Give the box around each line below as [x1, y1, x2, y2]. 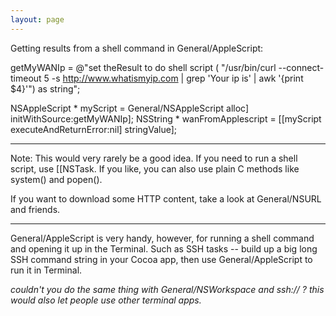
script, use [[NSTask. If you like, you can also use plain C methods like [10, 162, 300, 175]
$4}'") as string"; [10, 82, 81, 95]
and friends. [10, 203, 61, 215]
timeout [10, 72, 42, 84]
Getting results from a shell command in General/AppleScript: [10, 42, 264, 54]
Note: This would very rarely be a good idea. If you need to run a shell [10, 152, 298, 164]
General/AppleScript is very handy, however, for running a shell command [10, 232, 315, 244]
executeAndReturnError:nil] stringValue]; [10, 123, 178, 135]
